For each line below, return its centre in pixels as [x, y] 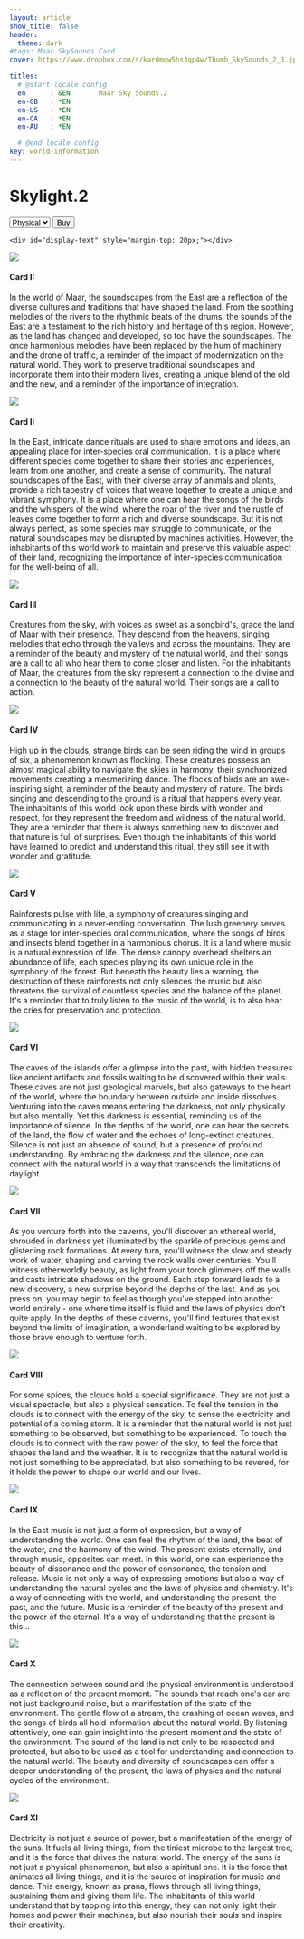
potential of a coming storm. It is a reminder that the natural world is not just [151, 1424]
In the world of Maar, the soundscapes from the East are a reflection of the [148, 298]
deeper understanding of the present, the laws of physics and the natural [146, 1771]
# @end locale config [58, 143]
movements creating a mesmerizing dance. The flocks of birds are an [139, 779]
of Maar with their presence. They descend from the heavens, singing [139, 634]
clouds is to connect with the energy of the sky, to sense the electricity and [150, 1415]
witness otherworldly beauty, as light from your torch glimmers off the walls [150, 1270]
